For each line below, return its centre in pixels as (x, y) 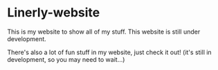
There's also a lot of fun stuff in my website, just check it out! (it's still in (110, 52)
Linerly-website (54, 13)
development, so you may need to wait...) (66, 59)
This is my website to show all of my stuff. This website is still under (104, 32)
